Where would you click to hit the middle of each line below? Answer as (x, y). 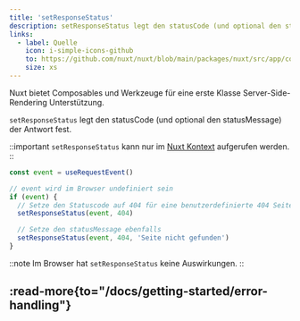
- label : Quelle (47, 42)
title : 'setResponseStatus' (62, 17)
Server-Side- (267, 93)
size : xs (42, 68)
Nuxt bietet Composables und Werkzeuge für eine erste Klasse (125, 93)
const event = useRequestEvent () (71, 172)
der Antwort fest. (41, 129)
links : (21, 34)
